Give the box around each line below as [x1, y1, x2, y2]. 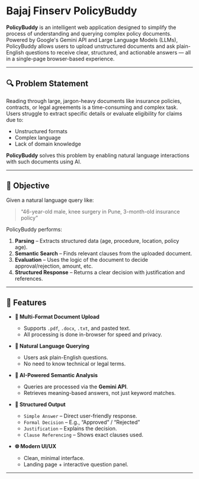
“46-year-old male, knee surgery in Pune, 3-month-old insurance [20, 208, 180, 215]
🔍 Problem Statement [6, 79, 89, 89]
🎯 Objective [6, 181, 50, 191]
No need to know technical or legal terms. [23, 360, 126, 368]
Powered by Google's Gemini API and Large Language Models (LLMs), [6, 36, 178, 43]
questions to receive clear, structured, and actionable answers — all [25, 49, 191, 56]
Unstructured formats [14, 127, 68, 134]
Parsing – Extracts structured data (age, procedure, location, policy [14, 237, 179, 244]
